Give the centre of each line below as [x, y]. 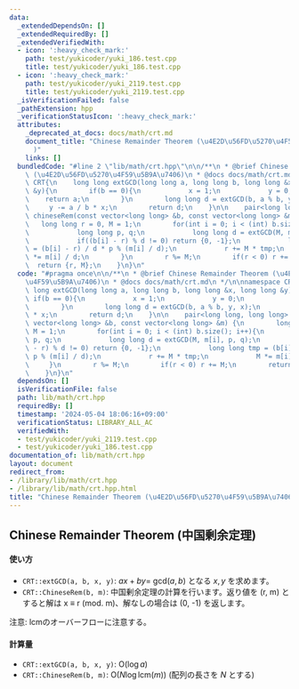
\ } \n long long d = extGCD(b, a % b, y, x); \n [143, 307]
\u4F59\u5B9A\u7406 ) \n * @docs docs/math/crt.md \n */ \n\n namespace [153, 282]
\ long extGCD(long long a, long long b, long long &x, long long [151, 290]
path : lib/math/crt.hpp [61, 398]
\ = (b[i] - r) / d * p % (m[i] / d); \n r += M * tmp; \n [155, 249]
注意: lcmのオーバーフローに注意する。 [80, 621]
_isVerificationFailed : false [73, 100]
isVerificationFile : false [67, 389]
